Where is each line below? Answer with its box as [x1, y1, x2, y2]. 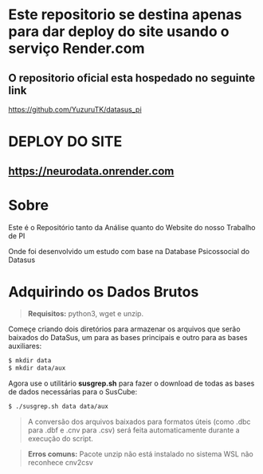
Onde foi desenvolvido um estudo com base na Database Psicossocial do [8, 246, 249, 256]
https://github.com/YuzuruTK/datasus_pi [8, 105, 142, 114]
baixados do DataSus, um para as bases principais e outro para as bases [8, 333, 248, 343]
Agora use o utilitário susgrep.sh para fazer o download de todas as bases [8, 378, 255, 388]
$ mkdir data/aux [8, 364, 66, 372]
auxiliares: [8, 341, 42, 351]
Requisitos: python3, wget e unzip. [27, 309, 144, 319]
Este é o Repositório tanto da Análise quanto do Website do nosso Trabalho [8, 222, 256, 232]
